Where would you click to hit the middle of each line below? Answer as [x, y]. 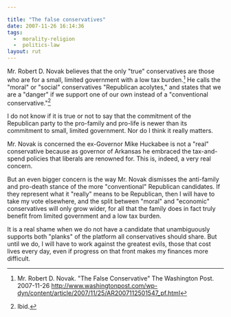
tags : [15, 32]
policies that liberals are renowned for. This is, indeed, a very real [119, 158]
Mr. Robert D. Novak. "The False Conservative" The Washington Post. [115, 278]
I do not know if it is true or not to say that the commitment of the [99, 116]
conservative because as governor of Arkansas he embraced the [99, 152]
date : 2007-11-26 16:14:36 [46, 26]
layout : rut [24, 52]
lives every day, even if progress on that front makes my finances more [108, 252]
